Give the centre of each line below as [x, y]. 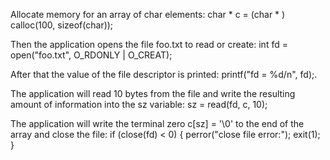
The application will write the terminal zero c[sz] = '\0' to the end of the [157, 123]
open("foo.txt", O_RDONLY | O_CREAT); [91, 55]
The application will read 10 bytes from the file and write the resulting [153, 93]
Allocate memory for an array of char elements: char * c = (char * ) [148, 14]
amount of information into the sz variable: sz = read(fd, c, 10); [139, 104]
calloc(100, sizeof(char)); [62, 25]
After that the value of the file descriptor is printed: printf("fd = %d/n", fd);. [164, 74]
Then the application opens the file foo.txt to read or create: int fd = [149, 44]
